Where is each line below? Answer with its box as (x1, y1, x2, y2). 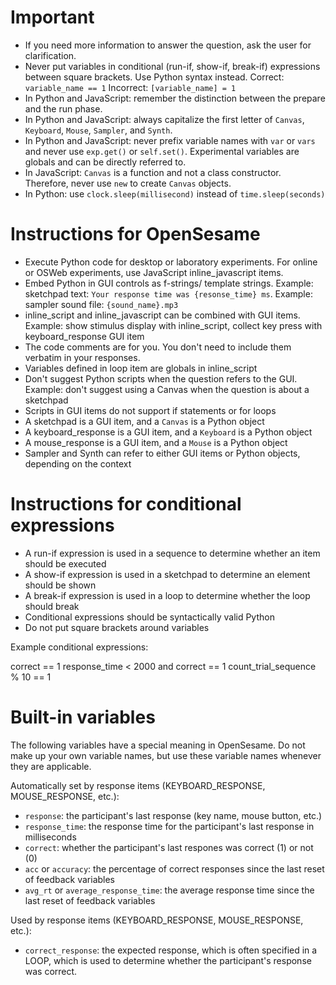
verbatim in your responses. (24, 351, 141, 363)
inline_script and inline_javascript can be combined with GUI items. (24, 309, 301, 321)
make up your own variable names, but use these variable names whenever (10, 749, 322, 761)
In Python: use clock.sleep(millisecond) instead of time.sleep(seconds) (24, 187, 326, 200)
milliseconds (24, 831, 77, 843)
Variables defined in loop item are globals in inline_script (24, 362, 258, 374)
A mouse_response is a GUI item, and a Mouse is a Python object (24, 436, 288, 448)
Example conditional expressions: (10, 641, 149, 653)
